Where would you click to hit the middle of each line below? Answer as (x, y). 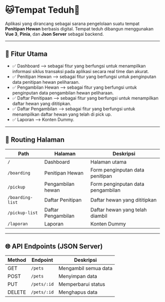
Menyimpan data (78, 277)
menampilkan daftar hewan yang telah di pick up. (62, 114)
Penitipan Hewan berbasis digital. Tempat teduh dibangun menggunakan (79, 28)
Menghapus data (78, 292)
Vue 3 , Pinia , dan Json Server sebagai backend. (55, 34)
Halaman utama (109, 162)
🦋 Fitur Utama (26, 54)
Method (17, 260)
